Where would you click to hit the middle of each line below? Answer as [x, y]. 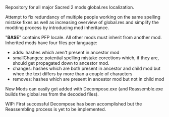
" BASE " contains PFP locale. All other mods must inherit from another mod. [83, 37]
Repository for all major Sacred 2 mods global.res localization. [70, 7]
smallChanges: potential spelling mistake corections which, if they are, [86, 58]
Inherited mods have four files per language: [51, 43]
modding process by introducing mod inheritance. [57, 28]
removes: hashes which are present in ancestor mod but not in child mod [88, 79]
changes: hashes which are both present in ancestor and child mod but [86, 68]
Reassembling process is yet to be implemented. [56, 109]
